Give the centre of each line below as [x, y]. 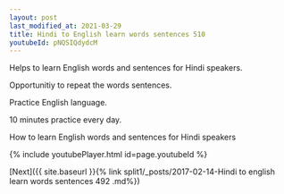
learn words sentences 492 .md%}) [75, 181]
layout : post [33, 17]
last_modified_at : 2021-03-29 [66, 26]
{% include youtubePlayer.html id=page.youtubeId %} [109, 155]
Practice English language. [58, 103]
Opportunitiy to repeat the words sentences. [91, 85]
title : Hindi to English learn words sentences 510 [107, 34]
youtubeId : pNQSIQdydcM [54, 42]
